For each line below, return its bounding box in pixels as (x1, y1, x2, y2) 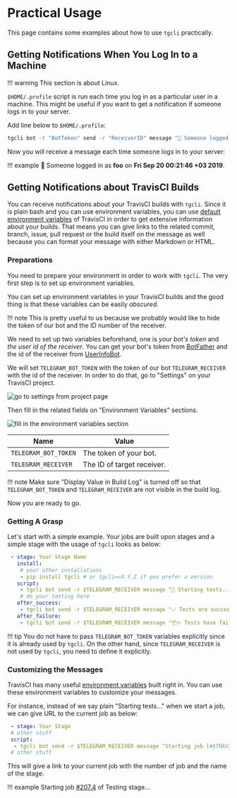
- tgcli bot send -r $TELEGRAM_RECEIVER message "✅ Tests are (20, 606, 208, 613)
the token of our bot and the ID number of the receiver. (7, 321, 166, 330)
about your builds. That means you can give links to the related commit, (7, 222, 215, 231)
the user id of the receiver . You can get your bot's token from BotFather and (7, 342, 228, 351)
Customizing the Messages (7, 665, 104, 675)
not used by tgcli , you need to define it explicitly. (7, 647, 152, 655)
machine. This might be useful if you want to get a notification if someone (7, 99, 221, 108)
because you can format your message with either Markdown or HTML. (7, 238, 215, 246)
